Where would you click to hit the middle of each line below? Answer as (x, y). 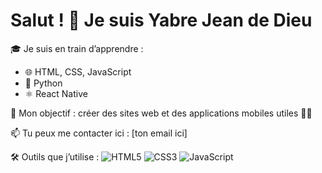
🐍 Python (43, 83)
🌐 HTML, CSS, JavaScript (78, 71)
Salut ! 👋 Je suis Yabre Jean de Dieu (161, 20)
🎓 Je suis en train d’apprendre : (77, 48)
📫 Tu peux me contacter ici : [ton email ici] (99, 133)
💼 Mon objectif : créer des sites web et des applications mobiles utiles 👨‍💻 (161, 113)
